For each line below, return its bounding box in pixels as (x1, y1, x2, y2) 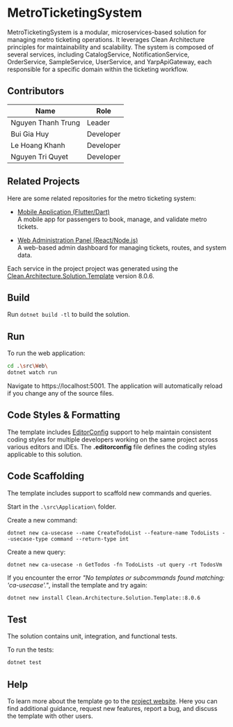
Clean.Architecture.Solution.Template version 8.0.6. (7, 271, 154, 280)
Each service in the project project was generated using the (7, 264, 179, 273)
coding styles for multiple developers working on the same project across (7, 435, 218, 444)
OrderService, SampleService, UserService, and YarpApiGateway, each (7, 57, 212, 66)
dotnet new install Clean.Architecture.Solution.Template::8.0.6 (7, 594, 200, 601)
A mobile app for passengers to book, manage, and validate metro (17, 215, 207, 223)
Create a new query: (7, 548, 66, 556)
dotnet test (7, 659, 42, 666)
